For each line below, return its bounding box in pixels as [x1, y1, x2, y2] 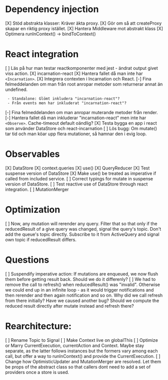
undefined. [5, 86, 28, 92]
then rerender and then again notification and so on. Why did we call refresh [5, 292, 163, 298]
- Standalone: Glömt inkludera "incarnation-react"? [7, 96, 120, 101]
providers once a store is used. [5, 369, 69, 375]
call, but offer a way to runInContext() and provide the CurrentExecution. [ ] [5, 353, 160, 359]
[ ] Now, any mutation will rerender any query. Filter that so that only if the [5, 220, 157, 227]
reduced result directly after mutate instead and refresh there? [5, 303, 134, 309]
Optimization [5, 204, 60, 215]
